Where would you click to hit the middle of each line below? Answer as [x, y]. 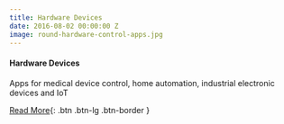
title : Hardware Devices [56, 18]
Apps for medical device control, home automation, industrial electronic [142, 83]
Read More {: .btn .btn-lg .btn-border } [80, 110]
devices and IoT [39, 93]
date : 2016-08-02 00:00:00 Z [64, 26]
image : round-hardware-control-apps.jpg [87, 34]
